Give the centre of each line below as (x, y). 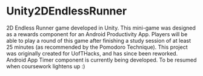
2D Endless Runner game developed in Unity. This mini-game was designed (101, 28)
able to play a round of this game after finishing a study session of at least (99, 40)
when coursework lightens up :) (46, 66)
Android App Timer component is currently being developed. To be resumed (101, 60)
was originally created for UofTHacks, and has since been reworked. (92, 53)
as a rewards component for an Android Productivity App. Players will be (97, 34)
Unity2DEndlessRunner (67, 11)
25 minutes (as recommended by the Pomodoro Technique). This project (97, 47)
